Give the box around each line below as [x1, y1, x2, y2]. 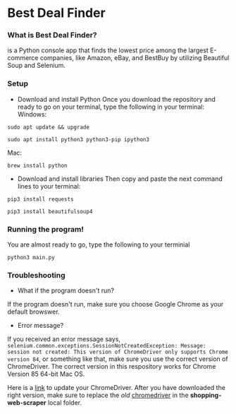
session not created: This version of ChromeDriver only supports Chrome [7, 348, 229, 356]
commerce [7, 54, 39, 62]
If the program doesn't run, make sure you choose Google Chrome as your [7, 300, 224, 309]
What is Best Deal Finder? [7, 30, 97, 40]
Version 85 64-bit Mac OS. [7, 369, 85, 379]
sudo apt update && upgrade [7, 124, 90, 131]
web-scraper [7, 398, 47, 407]
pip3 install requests [7, 196, 74, 203]
